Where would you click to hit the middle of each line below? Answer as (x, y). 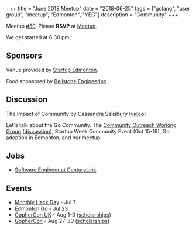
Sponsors (24, 56)
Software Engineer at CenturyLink (55, 170)
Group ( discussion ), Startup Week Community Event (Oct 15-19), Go (88, 131)
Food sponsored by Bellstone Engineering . (57, 81)
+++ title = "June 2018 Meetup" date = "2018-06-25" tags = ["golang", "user (98, 8)
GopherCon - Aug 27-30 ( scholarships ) (62, 221)
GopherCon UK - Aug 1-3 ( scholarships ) (63, 215)
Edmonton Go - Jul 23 (41, 209)
